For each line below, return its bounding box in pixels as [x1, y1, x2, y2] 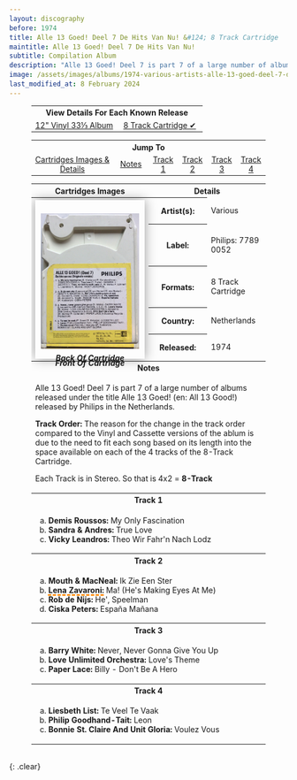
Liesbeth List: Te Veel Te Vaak [48, 706, 159, 716]
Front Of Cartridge [55, 357, 126, 368]
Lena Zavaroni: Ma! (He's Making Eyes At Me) [48, 585, 217, 595]
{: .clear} [9, 761, 42, 771]
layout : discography [9, 14, 86, 23]
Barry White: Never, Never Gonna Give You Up [48, 646, 219, 656]
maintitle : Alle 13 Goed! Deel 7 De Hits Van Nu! [9, 42, 196, 51]
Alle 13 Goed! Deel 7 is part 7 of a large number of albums [34, 383, 247, 394]
